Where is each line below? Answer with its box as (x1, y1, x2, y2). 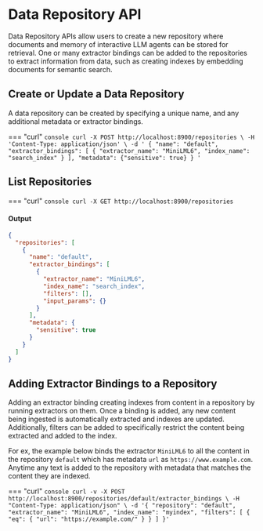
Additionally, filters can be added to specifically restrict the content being (8, 423, 245, 432)
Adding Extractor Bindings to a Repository (8, 376, 218, 390)
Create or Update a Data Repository (8, 88, 185, 101)
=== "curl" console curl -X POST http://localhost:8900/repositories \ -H (8, 132, 255, 141)
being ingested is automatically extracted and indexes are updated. (8, 414, 225, 424)
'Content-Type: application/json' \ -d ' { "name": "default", (8, 140, 219, 148)
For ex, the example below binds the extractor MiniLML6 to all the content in (8, 446, 250, 456)
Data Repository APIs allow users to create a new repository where (8, 31, 224, 41)
